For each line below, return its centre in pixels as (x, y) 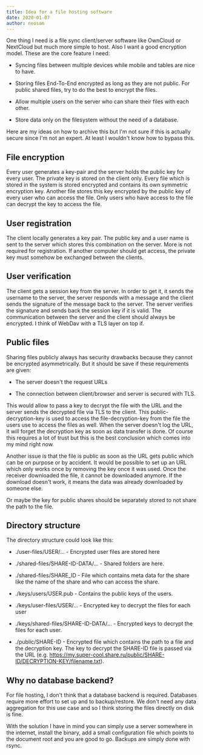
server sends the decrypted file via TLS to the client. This (78, 412)
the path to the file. (30, 506)
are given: (19, 370)
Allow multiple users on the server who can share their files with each (102, 102)
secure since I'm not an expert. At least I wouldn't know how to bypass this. (101, 138)
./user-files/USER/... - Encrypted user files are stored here (87, 552)
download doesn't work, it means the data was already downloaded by (95, 481)
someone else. (25, 488)
